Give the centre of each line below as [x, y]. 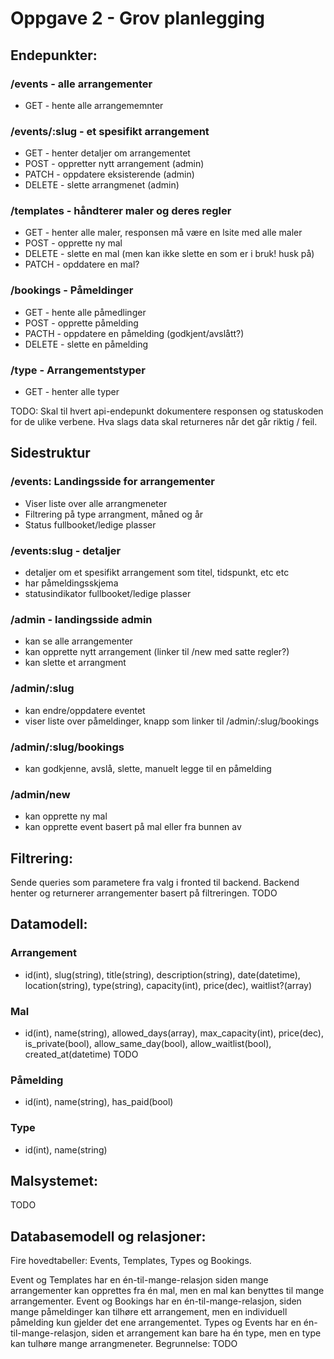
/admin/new [40, 794]
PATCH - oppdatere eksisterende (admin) [109, 174]
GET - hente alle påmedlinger [85, 312]
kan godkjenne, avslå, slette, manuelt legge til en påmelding [148, 768]
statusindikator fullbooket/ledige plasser [108, 594]
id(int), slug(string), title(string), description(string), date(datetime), [162, 974]
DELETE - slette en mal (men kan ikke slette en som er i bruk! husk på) [169, 254]
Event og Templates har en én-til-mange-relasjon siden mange [139, 1280]
